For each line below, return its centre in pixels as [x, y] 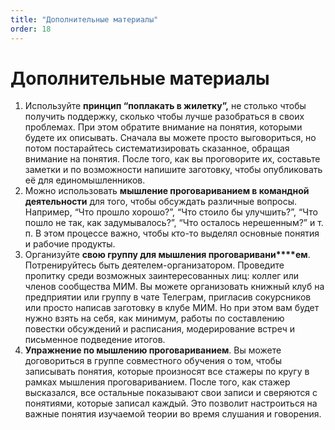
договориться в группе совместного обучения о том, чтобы [153, 361]
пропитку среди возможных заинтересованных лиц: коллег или [161, 276]
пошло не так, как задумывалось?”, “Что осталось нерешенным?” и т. [174, 223]
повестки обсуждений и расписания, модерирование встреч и [159, 329]
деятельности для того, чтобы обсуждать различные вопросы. [161, 202]
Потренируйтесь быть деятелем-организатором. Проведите [154, 265]
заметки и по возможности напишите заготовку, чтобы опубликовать [173, 170]
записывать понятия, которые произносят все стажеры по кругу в [167, 372]
